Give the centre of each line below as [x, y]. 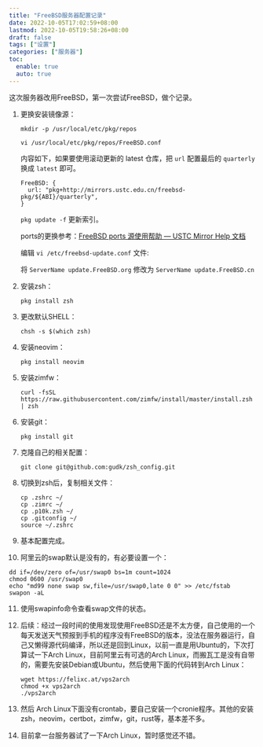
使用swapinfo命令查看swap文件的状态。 [85, 608]
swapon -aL [27, 593]
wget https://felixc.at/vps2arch [75, 679]
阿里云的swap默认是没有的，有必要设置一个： [95, 557]
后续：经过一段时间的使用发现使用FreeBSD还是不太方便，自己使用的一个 [138, 625]
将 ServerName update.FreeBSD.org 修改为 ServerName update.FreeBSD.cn [137, 269]
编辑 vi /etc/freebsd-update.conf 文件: [85, 252]
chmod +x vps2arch [50, 686]
